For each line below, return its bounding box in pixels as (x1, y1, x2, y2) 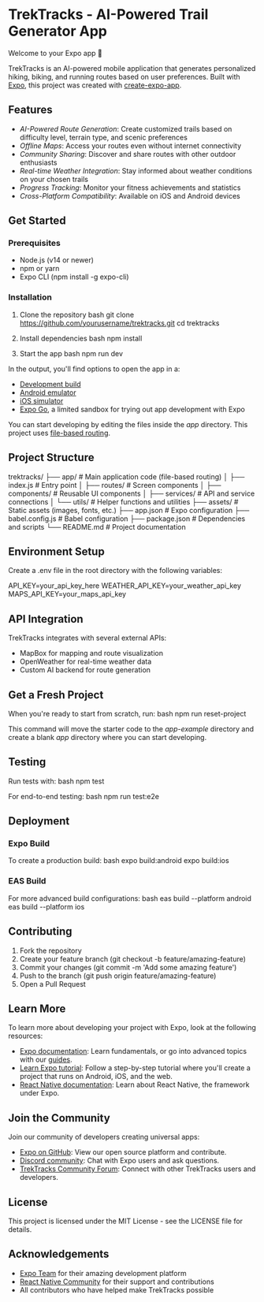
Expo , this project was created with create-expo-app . (8, 80, 182, 90)
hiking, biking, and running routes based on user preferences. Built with (8, 72, 240, 81)
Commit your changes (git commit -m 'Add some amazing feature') (19, 962, 237, 972)
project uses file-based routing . (8, 428, 111, 437)
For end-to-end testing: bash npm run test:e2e (8, 791, 160, 801)
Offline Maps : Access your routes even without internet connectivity (19, 140, 242, 151)
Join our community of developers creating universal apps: (8, 1133, 200, 1142)
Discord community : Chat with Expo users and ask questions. (19, 1156, 220, 1166)
